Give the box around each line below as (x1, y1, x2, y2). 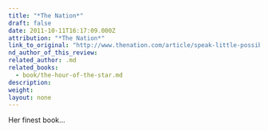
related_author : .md (8, 57, 77, 65)
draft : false (8, 19, 52, 27)
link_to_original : (8, 42, 69, 50)
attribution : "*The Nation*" (8, 34, 105, 42)
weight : (8, 85, 34, 94)
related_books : (8, 64, 59, 72)
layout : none (8, 93, 52, 101)
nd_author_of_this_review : (8, 49, 98, 57)
